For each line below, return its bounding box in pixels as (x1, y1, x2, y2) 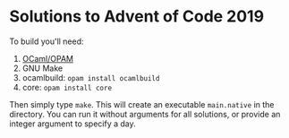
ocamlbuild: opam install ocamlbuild (21, 72, 160, 82)
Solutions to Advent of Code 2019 (9, 6, 265, 27)
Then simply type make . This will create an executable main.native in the (9, 99, 275, 109)
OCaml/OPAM (21, 53, 74, 64)
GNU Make (21, 63, 64, 73)
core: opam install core (21, 82, 113, 92)
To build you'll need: (9, 36, 84, 47)
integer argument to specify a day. (9, 118, 136, 129)
